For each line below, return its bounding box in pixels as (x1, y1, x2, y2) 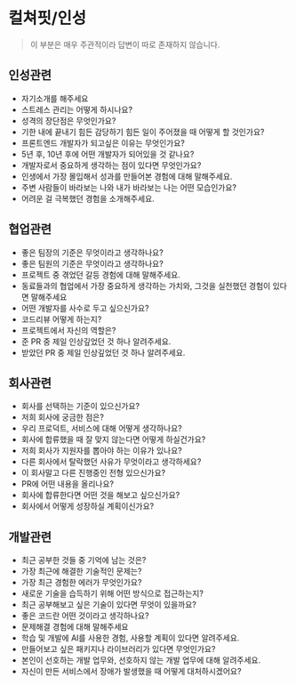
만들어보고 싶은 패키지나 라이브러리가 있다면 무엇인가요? (20, 644, 216, 655)
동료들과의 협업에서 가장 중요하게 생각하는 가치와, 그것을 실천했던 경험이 (20, 280, 271, 291)
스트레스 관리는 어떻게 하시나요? (20, 104, 133, 115)
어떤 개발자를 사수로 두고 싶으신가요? (20, 302, 149, 313)
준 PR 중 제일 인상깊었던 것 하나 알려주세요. (20, 335, 172, 347)
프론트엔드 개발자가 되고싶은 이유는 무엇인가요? (20, 137, 186, 148)
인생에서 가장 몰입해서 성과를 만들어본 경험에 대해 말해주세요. (20, 171, 233, 181)
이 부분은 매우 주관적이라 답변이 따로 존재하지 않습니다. (29, 39, 220, 50)
